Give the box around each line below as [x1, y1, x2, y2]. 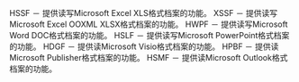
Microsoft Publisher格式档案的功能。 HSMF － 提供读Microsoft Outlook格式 [9, 53, 288, 62]
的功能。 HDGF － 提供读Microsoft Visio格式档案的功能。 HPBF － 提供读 [9, 41, 279, 52]
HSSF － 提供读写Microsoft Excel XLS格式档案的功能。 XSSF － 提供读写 [9, 8, 278, 18]
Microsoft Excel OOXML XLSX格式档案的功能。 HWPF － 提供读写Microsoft [9, 19, 288, 29]
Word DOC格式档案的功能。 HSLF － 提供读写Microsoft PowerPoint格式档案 [9, 30, 290, 40]
